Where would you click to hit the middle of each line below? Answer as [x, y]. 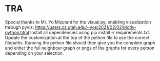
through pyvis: [20, 27]
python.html [17, 32]
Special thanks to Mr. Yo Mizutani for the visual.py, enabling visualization [78, 22]
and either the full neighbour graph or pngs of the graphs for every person [80, 48]
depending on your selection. [35, 53]
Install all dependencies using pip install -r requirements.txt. [90, 32]
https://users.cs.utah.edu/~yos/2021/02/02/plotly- [86, 27]
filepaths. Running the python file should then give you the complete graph [80, 42]
